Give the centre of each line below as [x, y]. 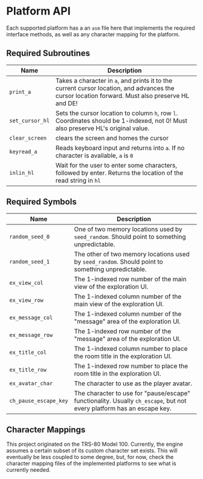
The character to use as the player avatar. [133, 383]
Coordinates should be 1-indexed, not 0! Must [121, 120]
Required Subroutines [48, 54]
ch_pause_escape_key [39, 401]
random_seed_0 [30, 236]
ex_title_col [28, 352]
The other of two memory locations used [132, 254]
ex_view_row [27, 300]
